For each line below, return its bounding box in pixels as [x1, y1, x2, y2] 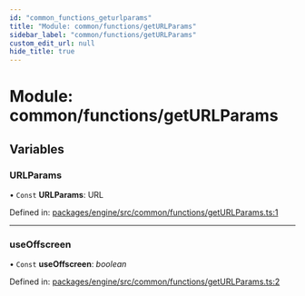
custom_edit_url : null [9, 38, 95, 48]
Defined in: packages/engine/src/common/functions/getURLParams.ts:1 [9, 207, 279, 218]
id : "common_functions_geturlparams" [9, 13, 152, 23]
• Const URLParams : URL [9, 190, 104, 200]
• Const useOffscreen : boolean [9, 259, 127, 270]
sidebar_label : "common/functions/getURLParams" [9, 30, 197, 39]
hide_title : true [9, 47, 75, 56]
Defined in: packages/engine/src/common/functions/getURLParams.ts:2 [9, 276, 280, 287]
